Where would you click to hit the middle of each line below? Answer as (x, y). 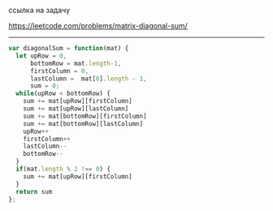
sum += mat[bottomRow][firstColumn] (85, 116)
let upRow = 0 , (41, 56)
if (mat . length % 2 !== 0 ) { (63, 169)
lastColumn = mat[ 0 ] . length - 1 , (89, 79)
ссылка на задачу (39, 10)
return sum (34, 192)
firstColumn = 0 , (59, 71)
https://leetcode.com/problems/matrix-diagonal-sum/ (98, 26)
